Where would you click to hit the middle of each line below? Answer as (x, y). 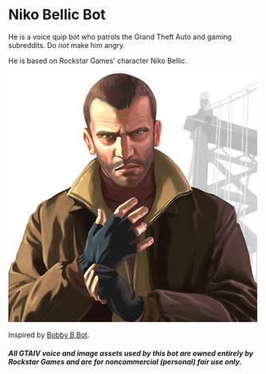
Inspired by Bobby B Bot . (49, 335)
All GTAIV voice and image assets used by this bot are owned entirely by (131, 353)
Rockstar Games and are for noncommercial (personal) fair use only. (125, 361)
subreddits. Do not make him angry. (67, 45)
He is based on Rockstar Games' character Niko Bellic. (98, 61)
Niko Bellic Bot (57, 15)
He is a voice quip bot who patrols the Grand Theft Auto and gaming (120, 37)
